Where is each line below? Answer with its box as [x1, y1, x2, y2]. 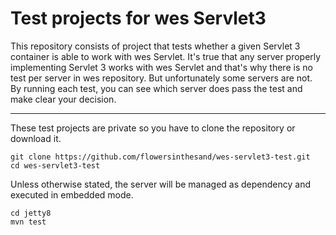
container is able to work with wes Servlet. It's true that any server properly [10, 50, 322, 62]
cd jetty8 [10, 208, 52, 218]
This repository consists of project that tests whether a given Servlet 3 [10, 40, 301, 52]
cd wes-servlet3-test [10, 160, 101, 171]
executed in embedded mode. [10, 188, 134, 201]
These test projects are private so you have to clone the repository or [10, 122, 296, 134]
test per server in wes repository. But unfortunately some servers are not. [10, 72, 313, 84]
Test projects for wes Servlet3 [10, 7, 267, 30]
